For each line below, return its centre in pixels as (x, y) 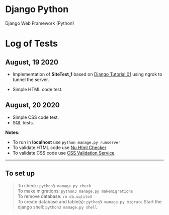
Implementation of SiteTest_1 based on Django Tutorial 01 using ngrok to (87, 74)
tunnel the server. (31, 80)
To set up (20, 173)
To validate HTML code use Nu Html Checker (59, 148)
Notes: (13, 132)
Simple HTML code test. (37, 89)
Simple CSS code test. (36, 117)
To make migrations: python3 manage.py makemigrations (75, 191)
